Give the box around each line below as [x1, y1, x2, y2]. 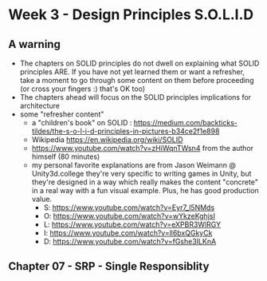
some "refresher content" [19, 109, 104, 119]
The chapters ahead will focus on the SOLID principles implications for [19, 93, 252, 101]
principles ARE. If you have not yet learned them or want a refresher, [19, 67, 245, 77]
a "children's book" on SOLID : [31, 118, 132, 127]
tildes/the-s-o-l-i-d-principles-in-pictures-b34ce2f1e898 [31, 126, 220, 136]
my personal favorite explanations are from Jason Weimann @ [31, 160, 237, 169]
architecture [19, 101, 61, 110]
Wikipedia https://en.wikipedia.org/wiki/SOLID [31, 135, 183, 144]
